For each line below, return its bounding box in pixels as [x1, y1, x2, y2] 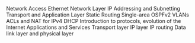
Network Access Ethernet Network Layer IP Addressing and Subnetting [6, 5, 181, 12]
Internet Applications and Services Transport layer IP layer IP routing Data [6, 24, 186, 31]
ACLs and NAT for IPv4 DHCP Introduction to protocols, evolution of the [6, 18, 181, 24]
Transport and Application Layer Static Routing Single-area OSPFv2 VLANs [6, 11, 190, 18]
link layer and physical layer [6, 30, 74, 37]
